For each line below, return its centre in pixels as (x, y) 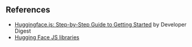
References (28, 10)
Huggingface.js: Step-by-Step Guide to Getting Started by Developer (100, 24)
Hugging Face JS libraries (47, 37)
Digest (23, 31)
